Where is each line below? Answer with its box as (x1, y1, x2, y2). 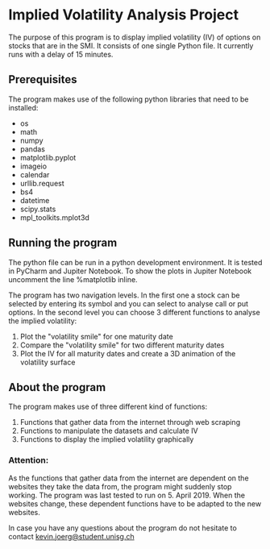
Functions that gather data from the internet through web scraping (19, 418, 240, 427)
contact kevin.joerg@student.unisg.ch (8, 531, 135, 541)
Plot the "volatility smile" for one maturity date (19, 331, 173, 341)
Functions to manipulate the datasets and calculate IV (19, 426, 199, 436)
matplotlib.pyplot (19, 152, 77, 162)
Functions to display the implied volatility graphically (19, 435, 194, 444)
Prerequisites (8, 73, 77, 86)
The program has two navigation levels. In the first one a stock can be (8, 290, 240, 300)
